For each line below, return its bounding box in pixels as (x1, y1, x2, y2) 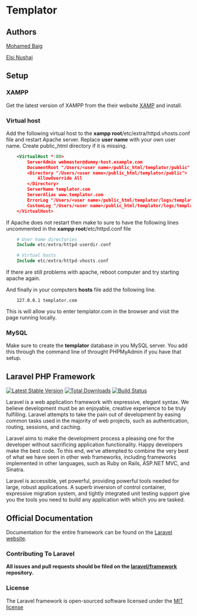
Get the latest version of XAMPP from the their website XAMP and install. (6, 102, 182, 109)
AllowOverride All (37, 176, 83, 181)
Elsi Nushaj (6, 54, 33, 60)
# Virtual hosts (16, 253, 57, 258)
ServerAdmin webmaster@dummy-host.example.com (27, 159, 143, 165)
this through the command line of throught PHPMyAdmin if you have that (6, 348, 182, 355)
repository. (6, 569, 34, 576)
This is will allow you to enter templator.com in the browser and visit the (6, 308, 179, 315)
